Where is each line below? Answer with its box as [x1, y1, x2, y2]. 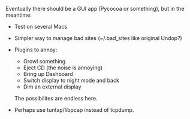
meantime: [5, 11, 32, 19]
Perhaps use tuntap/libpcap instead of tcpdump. [14, 106, 134, 113]
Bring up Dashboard [23, 71, 73, 77]
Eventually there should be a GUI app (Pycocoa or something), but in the [5, 5, 185, 12]
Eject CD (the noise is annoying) [23, 64, 103, 71]
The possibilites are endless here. [14, 95, 98, 102]
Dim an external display [23, 83, 82, 90]
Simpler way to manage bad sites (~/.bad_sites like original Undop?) [14, 35, 182, 41]
